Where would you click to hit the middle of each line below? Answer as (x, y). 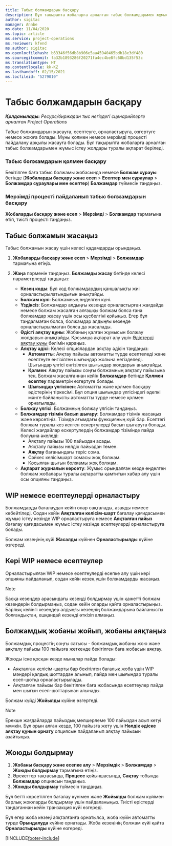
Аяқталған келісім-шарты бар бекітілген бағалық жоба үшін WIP (83, 669)
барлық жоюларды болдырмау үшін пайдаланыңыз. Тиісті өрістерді (80, 802)
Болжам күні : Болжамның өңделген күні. (66, 300)
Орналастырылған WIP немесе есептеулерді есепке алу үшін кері (78, 573)
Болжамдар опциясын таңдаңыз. (49, 781)
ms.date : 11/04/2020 (27, 29)
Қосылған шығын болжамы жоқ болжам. (73, 463)
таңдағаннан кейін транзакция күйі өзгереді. (54, 808)
